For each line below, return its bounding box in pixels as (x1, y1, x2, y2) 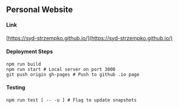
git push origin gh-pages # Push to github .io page (6, 71, 140, 78)
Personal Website (6, 5, 73, 15)
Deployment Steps (6, 48, 54, 55)
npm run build (6, 61, 42, 67)
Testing (6, 84, 26, 91)
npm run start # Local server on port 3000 (6, 66, 116, 72)
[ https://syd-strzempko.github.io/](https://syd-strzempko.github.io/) (6, 34, 173, 41)
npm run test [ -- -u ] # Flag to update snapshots (6, 97, 137, 103)
